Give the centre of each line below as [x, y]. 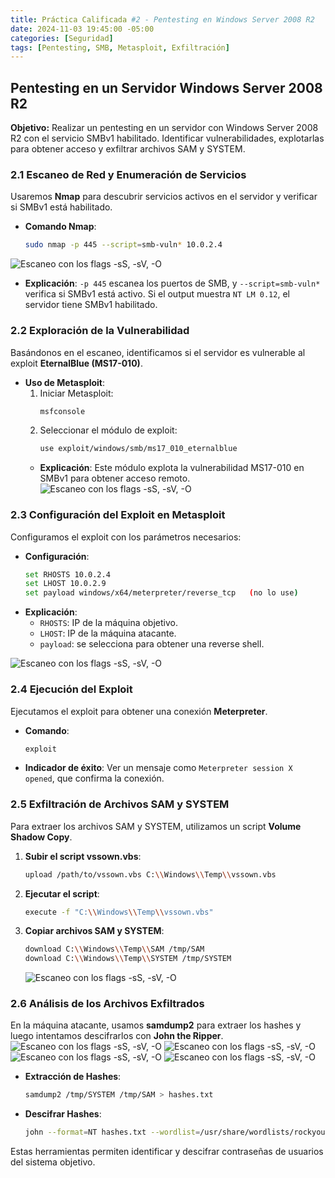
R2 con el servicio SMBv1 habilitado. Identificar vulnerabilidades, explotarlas [167, 138]
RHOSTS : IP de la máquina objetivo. [108, 623]
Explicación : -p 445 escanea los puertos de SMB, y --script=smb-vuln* [172, 283]
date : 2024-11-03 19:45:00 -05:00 [82, 29]
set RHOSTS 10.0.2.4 [67, 574]
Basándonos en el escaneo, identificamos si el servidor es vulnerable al [158, 352]
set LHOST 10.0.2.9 [65, 584]
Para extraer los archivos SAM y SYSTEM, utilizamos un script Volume [156, 826]
